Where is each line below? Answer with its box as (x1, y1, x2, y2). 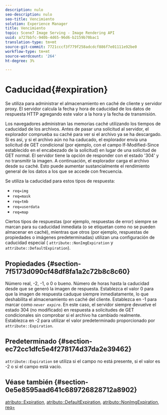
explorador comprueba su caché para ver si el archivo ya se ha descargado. (5, 132, 162, 138)
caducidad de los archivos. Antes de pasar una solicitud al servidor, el (5, 126, 149, 132)
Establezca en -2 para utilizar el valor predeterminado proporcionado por (5, 317, 156, 323)
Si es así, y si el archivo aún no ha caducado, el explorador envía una (5, 137, 147, 142)
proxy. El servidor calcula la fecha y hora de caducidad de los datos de (5, 106, 151, 112)
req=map (12, 210, 28, 215)
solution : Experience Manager (5, 21, 68, 26)
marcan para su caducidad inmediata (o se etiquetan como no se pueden (5, 224, 156, 230)
